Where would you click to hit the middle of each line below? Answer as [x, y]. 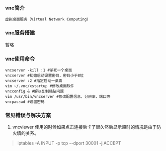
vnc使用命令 [20, 59]
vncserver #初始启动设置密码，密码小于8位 [44, 75]
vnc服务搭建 [20, 33]
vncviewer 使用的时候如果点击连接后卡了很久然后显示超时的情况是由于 [84, 127]
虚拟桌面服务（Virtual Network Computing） [48, 19]
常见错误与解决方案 [28, 115]
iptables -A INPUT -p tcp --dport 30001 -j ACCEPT [69, 143]
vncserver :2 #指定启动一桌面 [34, 80]
